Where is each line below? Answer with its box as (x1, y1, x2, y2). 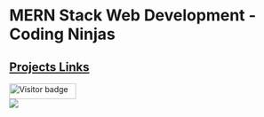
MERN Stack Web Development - (9, 5, 256, 26)
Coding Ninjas (9, 24, 116, 44)
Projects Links (9, 59, 90, 74)
